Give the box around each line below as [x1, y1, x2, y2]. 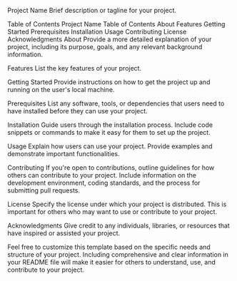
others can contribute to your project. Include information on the [7, 171, 197, 179]
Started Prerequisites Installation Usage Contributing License [7, 28, 187, 36]
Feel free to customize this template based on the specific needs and [7, 242, 211, 251]
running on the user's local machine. [7, 86, 115, 93]
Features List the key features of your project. [7, 64, 141, 72]
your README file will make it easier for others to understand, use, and [7, 258, 216, 266]
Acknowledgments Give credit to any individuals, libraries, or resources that [7, 221, 230, 230]
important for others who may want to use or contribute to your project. [7, 208, 218, 216]
